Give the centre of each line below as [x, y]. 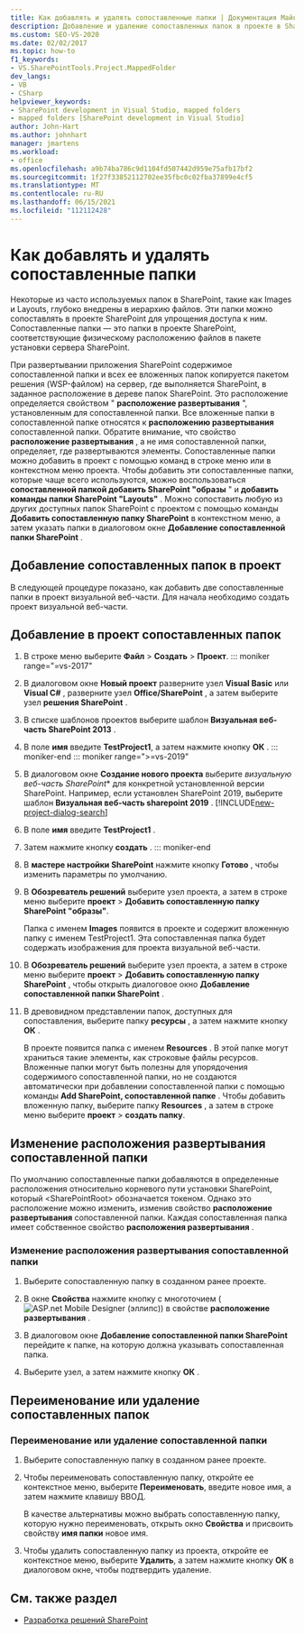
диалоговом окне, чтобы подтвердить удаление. [117, 1570]
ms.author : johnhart [49, 135]
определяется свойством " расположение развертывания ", [129, 403]
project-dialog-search [64, 812]
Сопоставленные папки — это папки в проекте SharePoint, [124, 328]
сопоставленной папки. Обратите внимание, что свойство [123, 431]
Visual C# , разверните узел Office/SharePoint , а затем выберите [151, 693]
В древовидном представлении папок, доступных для [128, 1012]
